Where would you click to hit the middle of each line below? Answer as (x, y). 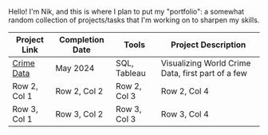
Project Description (209, 45)
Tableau (130, 73)
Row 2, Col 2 (79, 91)
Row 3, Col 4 (185, 114)
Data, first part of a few (204, 73)
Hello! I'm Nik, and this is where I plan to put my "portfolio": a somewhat (126, 12)
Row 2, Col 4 (185, 91)
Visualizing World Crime (206, 63)
